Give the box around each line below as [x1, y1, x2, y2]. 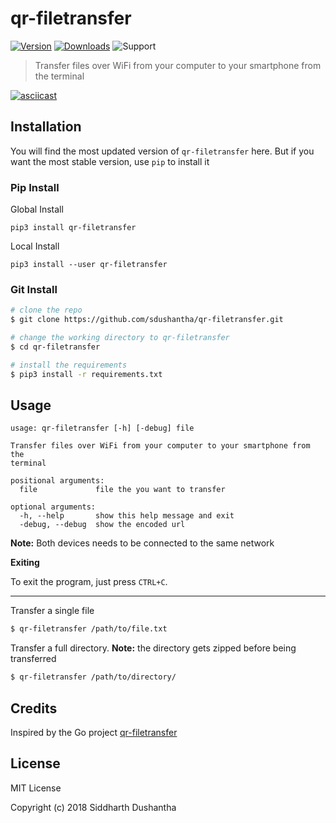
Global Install [10, 203, 64, 216]
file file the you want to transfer [19, 485, 226, 495]
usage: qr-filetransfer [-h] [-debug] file [10, 423, 195, 434]
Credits [10, 700, 58, 717]
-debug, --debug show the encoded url [19, 520, 186, 530]
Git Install [10, 282, 58, 296]
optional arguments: [10, 502, 97, 512]
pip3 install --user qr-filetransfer [10, 260, 168, 270]
